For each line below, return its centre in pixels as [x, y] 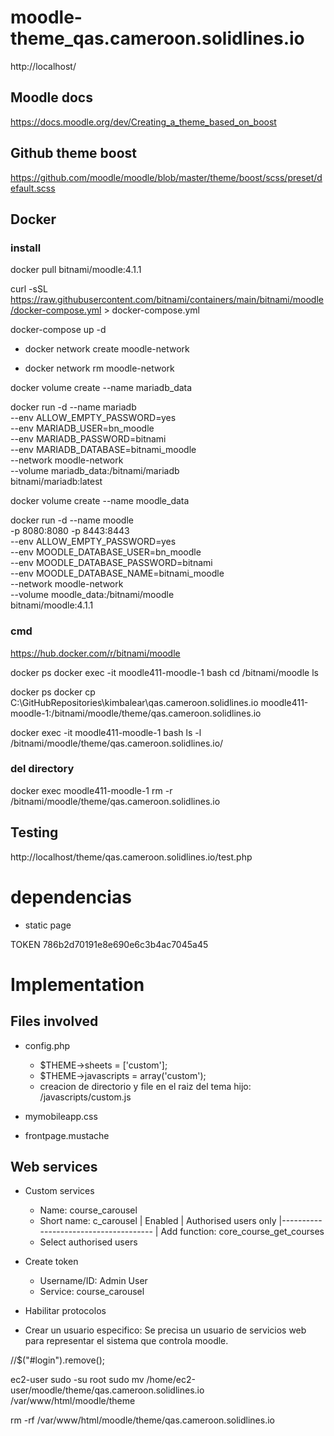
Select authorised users [88, 1242]
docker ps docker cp [53, 692]
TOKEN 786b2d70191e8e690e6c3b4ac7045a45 [109, 944]
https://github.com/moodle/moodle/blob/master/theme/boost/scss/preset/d [166, 177]
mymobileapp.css [61, 1116]
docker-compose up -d [58, 330]
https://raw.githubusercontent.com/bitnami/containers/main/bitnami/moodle [167, 300]
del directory [42, 769]
